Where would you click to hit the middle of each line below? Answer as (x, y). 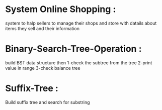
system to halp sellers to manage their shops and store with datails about (81, 23)
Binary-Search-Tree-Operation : (73, 49)
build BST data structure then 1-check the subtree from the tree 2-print (79, 63)
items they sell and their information (42, 28)
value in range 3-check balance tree (43, 68)
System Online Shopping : (61, 9)
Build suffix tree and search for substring (48, 102)
